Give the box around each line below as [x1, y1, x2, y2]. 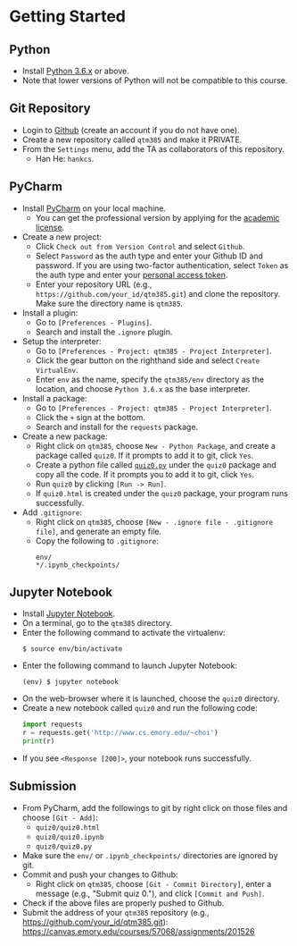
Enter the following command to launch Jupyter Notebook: [21, 660, 238, 671]
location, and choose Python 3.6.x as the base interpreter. [35, 383, 251, 394]
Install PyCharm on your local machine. [21, 203, 167, 214]
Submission [9, 779, 78, 794]
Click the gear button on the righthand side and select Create [35, 355, 260, 366]
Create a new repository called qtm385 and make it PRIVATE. [21, 134, 243, 145]
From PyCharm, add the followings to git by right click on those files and [21, 802, 288, 813]
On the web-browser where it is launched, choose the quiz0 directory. [21, 693, 280, 704]
